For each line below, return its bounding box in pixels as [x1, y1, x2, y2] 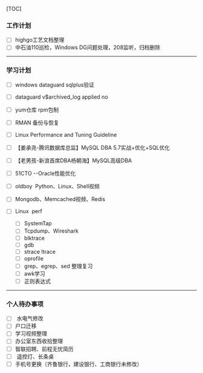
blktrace [24, 234, 45, 242]
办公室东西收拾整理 [14, 337, 63, 345]
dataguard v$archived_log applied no [14, 93, 109, 101]
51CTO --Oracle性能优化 [14, 170, 76, 177]
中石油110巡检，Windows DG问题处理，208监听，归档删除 [14, 44, 161, 51]
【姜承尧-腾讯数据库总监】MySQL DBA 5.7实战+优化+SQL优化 [14, 144, 170, 151]
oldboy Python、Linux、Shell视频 [14, 183, 100, 190]
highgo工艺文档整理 [14, 36, 65, 44]
